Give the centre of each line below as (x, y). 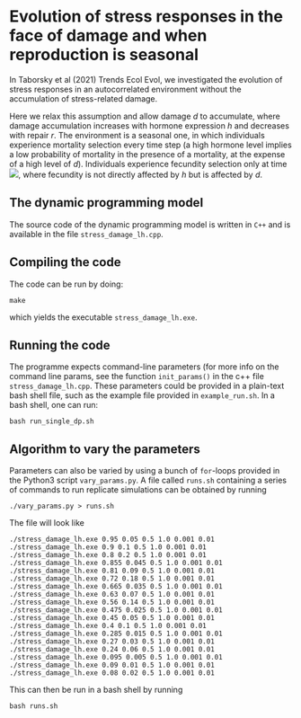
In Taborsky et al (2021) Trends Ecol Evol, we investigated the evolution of (146, 79)
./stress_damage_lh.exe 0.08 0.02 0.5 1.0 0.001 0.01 (112, 673)
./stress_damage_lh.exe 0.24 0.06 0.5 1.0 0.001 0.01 (112, 650)
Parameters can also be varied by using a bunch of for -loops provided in (145, 471)
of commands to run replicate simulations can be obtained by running (138, 490)
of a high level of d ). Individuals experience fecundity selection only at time (148, 164)
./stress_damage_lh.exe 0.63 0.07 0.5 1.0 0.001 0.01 (112, 595)
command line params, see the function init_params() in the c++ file (137, 377)
